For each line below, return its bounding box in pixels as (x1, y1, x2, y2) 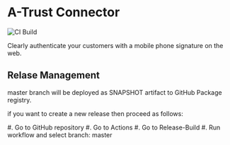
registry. (7, 95, 32, 104)
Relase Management (7, 69, 100, 81)
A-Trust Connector (7, 4, 120, 21)
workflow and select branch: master (7, 130, 113, 139)
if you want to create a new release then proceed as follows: (7, 109, 184, 117)
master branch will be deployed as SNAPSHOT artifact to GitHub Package (7, 88, 222, 96)
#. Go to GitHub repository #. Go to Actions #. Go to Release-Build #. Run (7, 123, 221, 132)
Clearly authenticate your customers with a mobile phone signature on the (7, 41, 224, 50)
